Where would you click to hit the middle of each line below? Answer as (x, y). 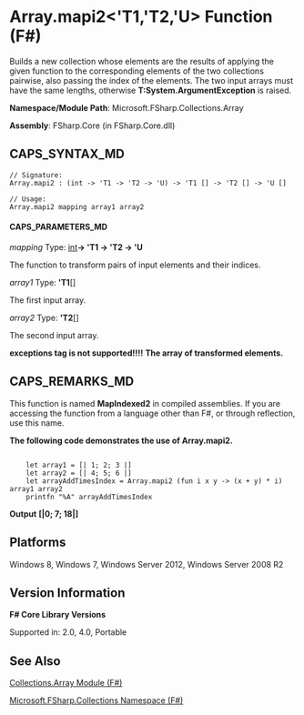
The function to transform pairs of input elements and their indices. (135, 265)
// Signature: (36, 175)
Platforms (38, 543)
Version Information (67, 593)
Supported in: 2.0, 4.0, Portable (68, 632)
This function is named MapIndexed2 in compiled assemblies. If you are (145, 403)
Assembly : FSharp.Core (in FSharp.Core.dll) (92, 126)
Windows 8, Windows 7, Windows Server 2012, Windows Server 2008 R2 (147, 564)
